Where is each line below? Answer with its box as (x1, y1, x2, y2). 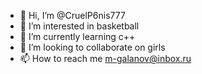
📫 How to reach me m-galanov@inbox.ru (19, 53, 192, 64)
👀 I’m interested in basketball (19, 20, 140, 32)
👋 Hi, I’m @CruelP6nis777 (19, 10, 126, 21)
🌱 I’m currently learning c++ (19, 31, 136, 42)
